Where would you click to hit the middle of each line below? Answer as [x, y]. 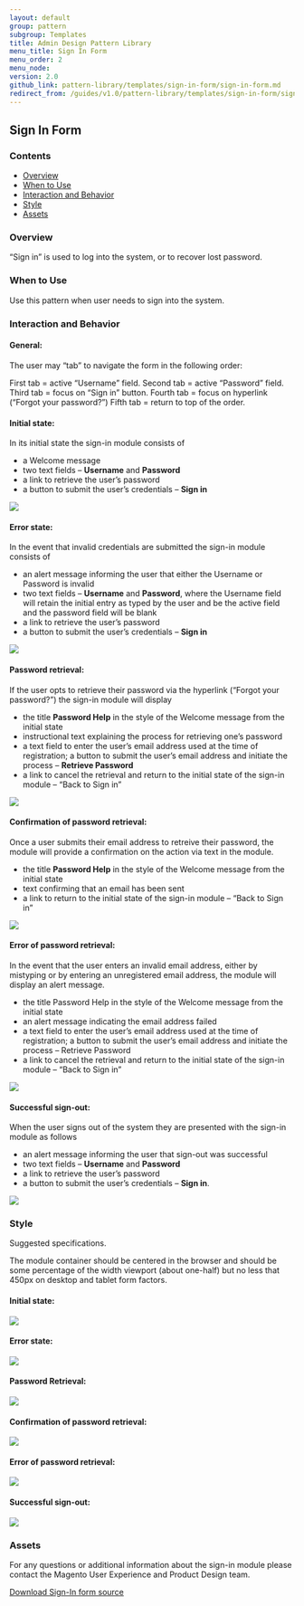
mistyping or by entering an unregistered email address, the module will [143, 974]
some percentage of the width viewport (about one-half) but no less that [145, 1270]
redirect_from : [38, 93]
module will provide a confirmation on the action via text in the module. [142, 851]
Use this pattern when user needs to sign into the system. [117, 300]
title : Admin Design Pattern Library [81, 43]
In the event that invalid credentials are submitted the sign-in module [138, 547]
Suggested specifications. [58, 1243]
